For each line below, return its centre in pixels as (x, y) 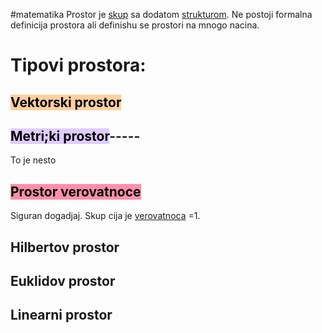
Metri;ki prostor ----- (75, 135)
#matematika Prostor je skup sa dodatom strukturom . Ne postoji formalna (161, 14)
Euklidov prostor (63, 280)
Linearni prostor (61, 315)
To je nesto (33, 160)
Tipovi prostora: (78, 65)
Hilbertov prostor (65, 247)
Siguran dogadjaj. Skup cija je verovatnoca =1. (105, 216)
